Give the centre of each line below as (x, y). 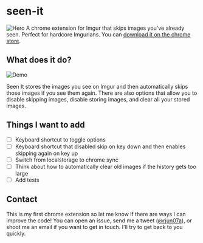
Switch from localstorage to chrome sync (67, 160)
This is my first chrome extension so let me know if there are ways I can (96, 214)
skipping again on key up (46, 153)
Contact (22, 200)
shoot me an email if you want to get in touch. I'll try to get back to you (95, 227)
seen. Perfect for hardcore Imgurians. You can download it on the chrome (98, 34)
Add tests (27, 180)
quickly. (16, 233)
